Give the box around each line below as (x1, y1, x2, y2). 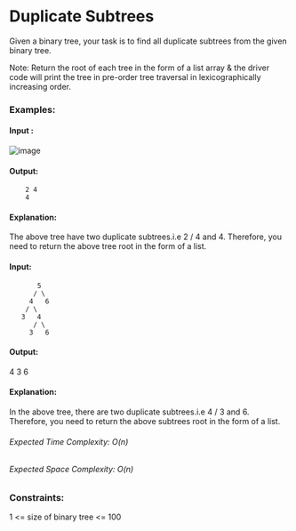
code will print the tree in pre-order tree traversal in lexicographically (9, 71, 261, 82)
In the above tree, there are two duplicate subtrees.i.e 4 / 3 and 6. (9, 406, 250, 417)
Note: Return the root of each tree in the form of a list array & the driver (9, 62, 269, 73)
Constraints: (9, 491, 65, 503)
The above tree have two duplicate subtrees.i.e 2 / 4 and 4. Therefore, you (9, 231, 283, 242)
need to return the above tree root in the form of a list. (9, 241, 207, 252)
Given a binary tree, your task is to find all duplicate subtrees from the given (9, 36, 287, 46)
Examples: (9, 103, 56, 116)
